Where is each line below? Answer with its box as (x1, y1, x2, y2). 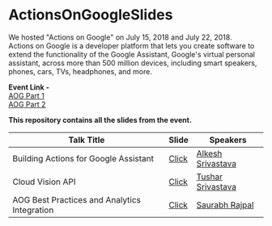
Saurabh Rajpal (196, 199, 254, 211)
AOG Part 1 (8, 90, 45, 100)
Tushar (196, 171, 223, 182)
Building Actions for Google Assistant (12, 153, 155, 164)
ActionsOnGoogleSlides (8, 6, 173, 24)
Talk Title (68, 134, 105, 145)
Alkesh (196, 148, 223, 159)
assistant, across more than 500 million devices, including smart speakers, (8, 58, 257, 68)
